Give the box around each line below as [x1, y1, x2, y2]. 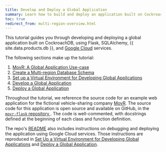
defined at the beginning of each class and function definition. [5, 116, 132, 122]
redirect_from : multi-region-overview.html [5, 21, 96, 26]
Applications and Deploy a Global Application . [5, 142, 98, 148]
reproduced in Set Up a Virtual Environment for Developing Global [5, 136, 139, 142]
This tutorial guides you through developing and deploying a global [5, 35, 142, 41]
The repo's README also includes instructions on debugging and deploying [5, 126, 159, 132]
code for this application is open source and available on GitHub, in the [5, 105, 150, 111]
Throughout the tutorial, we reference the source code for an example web [5, 95, 158, 101]
